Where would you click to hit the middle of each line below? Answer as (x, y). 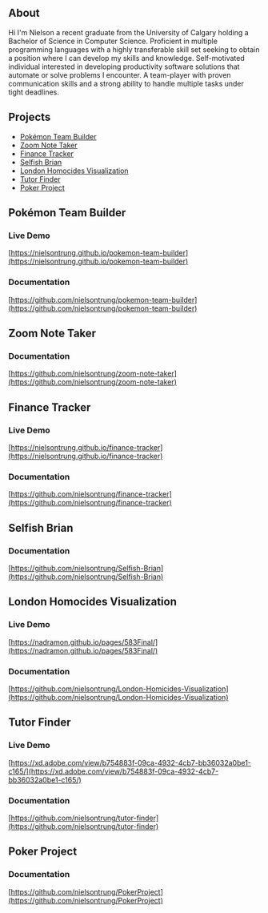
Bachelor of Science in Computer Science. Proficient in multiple (113, 41)
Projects (30, 117)
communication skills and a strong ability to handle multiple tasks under (126, 83)
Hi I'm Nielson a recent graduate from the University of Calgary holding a (129, 32)
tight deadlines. (34, 92)
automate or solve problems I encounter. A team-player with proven (120, 74)
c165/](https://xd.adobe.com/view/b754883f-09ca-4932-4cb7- (114, 771)
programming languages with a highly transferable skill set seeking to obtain (134, 49)
